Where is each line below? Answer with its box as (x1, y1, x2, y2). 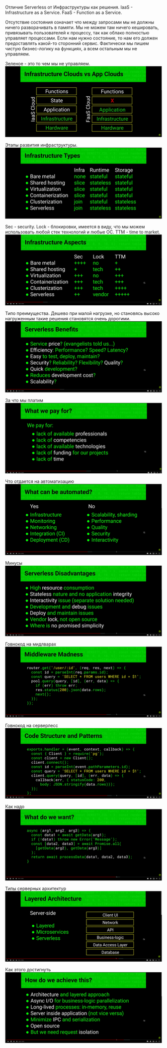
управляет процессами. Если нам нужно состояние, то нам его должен (5, 35, 158, 41)
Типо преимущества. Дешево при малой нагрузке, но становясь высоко (5, 310, 160, 316)
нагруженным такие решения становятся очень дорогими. (5, 315, 131, 321)
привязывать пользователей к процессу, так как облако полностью (5, 30, 150, 35)
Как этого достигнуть (5, 966, 51, 972)
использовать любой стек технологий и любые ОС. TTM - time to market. (5, 229, 161, 235)
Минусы (5, 560, 22, 566)
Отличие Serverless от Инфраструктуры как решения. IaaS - (5, 4, 133, 10)
